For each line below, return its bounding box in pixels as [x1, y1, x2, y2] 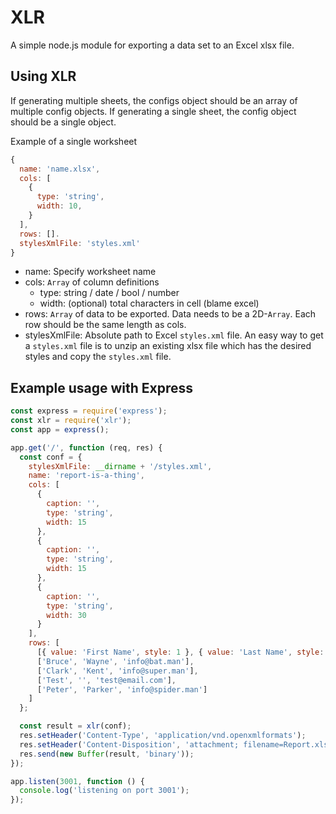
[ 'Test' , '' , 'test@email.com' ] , [36, 675, 177, 685]
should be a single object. [10, 116, 117, 128]
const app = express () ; [10, 424, 110, 435]
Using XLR [10, 68, 77, 85]
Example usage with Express [10, 379, 194, 396]
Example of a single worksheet [10, 135, 138, 147]
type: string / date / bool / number [39, 287, 180, 299]
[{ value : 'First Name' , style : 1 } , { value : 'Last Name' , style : [36, 647, 325, 658]
